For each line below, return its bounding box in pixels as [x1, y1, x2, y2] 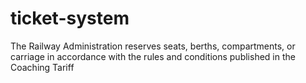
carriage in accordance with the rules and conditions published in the [10, 50, 296, 62]
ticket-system [10, 7, 130, 30]
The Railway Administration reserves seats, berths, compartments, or [10, 40, 296, 52]
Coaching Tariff [10, 61, 75, 73]
